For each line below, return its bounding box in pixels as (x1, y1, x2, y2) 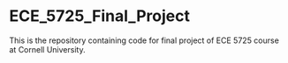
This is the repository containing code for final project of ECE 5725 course (9, 35, 280, 45)
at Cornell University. (9, 44, 86, 54)
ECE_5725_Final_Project (9, 6, 190, 26)
